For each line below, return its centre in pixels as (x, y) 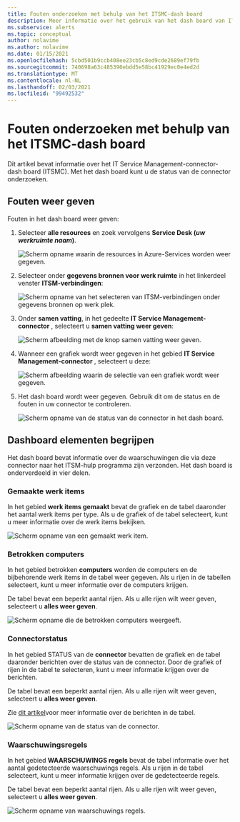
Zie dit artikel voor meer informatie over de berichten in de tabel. (101, 712)
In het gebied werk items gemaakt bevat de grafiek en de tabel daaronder (117, 506)
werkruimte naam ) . (47, 240)
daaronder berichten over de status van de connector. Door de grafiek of (115, 662)
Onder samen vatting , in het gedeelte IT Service (90, 318)
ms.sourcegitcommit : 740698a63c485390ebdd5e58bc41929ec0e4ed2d (104, 67)
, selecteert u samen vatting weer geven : (112, 326)
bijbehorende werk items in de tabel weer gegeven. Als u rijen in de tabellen (119, 577)
